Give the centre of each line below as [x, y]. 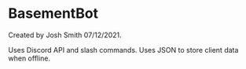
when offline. [29, 58]
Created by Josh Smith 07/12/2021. [65, 35]
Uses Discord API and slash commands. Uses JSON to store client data [123, 50]
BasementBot [53, 14]
